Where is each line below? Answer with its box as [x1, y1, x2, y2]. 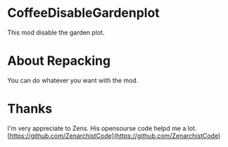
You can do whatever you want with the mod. [7, 76, 139, 84]
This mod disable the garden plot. [7, 28, 105, 37]
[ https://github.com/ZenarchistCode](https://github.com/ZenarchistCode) [7, 132, 221, 140]
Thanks [7, 101, 53, 117]
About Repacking [7, 53, 111, 69]
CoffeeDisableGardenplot [7, 5, 160, 21]
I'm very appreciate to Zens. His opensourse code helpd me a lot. [7, 124, 197, 132]
